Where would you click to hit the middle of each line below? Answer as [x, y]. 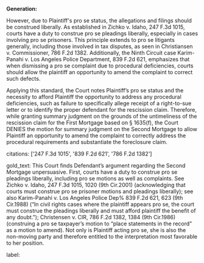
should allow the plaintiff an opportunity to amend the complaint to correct [100, 72]
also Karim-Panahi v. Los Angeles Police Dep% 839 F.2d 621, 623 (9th [95, 198]
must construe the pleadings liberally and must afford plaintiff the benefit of [101, 211]
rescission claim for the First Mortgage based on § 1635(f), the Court [92, 123]
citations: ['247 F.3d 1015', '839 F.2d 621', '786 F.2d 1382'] [79, 154]
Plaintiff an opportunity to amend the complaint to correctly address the [96, 135]
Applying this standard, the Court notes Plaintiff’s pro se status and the [95, 90]
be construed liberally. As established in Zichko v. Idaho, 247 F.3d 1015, [96, 27]
